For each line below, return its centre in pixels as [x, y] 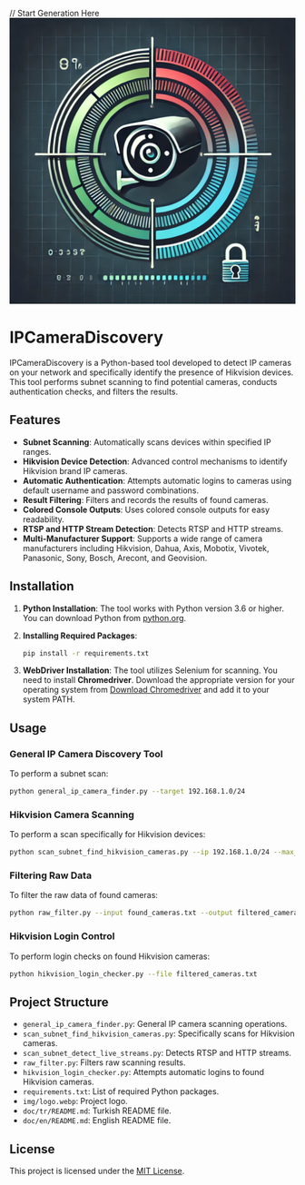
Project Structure [59, 1002]
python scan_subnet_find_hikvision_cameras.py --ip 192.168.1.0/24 [140, 853]
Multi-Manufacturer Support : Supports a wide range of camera [143, 538]
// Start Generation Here [54, 13]
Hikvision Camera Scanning [72, 815]
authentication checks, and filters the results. [94, 391]
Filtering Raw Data [51, 875]
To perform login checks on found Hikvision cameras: [110, 956]
